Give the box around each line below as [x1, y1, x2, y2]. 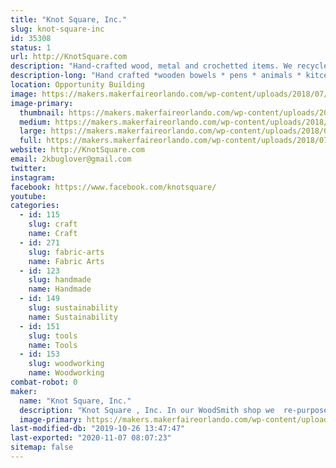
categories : [10, 201, 60, 211]
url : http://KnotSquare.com [10, 52, 128, 62]
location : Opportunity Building [10, 80, 145, 90]
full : [19, 136, 43, 146]
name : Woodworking [28, 368, 105, 378]
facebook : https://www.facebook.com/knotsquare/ [10, 182, 217, 192]
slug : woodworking [28, 359, 105, 369]
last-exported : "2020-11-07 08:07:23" [10, 433, 172, 443]
